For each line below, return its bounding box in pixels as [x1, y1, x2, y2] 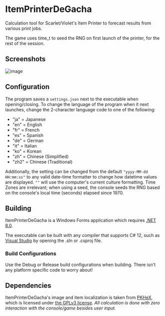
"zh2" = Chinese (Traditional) [12, 158, 73, 164]
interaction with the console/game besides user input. [5, 305, 116, 311]
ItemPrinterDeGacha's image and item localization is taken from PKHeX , [5, 294, 153, 300]
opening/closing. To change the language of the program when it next [5, 101, 149, 107]
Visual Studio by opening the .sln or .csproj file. [5, 237, 102, 243]
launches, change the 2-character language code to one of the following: [5, 106, 156, 112]
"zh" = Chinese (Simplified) [12, 153, 69, 159]
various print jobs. [5, 25, 42, 31]
